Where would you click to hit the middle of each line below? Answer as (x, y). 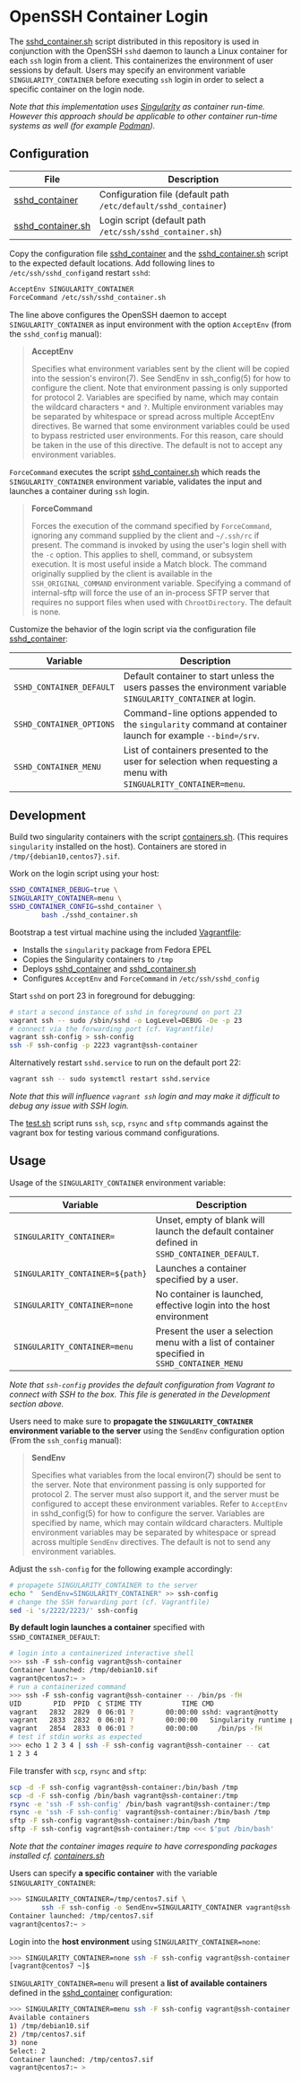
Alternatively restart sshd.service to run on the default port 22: (125, 1063)
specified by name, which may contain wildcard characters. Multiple (157, 1522)
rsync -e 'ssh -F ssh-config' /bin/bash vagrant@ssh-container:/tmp (140, 1804)
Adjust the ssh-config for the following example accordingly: (121, 1568)
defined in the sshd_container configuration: (91, 1993)
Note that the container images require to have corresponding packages (143, 1846)
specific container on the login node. (77, 89)
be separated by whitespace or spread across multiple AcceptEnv (153, 416)
